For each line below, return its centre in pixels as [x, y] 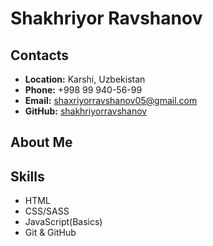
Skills [27, 176]
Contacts [40, 55]
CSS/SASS [47, 211]
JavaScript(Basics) [63, 222]
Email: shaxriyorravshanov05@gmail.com [111, 100]
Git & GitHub [50, 233]
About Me [41, 142]
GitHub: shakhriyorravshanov [86, 111]
